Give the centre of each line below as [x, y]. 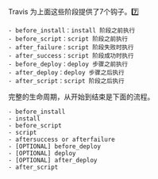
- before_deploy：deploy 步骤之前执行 [68, 64]
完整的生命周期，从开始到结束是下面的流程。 [81, 97]
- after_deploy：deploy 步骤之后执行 [66, 73]
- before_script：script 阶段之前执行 [68, 39]
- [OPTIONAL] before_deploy [55, 147]
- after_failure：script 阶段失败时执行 [71, 48]
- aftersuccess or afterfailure [62, 139]
